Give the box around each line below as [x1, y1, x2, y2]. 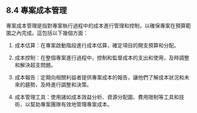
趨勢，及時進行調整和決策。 [25, 81, 92, 88]
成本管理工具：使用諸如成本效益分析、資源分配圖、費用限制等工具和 [14, 93, 179, 100]
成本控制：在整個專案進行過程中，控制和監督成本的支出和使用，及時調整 [14, 54, 189, 61]
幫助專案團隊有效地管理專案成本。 [30, 101, 113, 108]
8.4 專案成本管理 [6, 5, 67, 16]
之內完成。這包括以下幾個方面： [11, 29, 89, 36]
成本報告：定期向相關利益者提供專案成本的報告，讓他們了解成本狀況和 [14, 73, 185, 80]
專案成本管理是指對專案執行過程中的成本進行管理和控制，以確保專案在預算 [6, 22, 186, 29]
